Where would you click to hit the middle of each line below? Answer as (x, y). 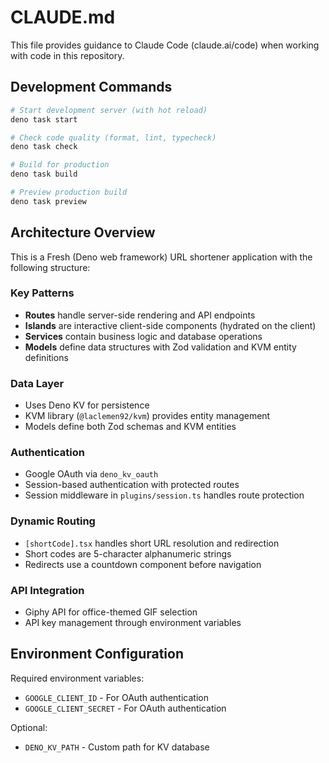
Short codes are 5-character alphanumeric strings (128, 553)
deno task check (44, 147)
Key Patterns (42, 293)
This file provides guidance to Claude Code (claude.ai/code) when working (165, 45)
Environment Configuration (97, 654)
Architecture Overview (83, 232)
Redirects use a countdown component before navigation (143, 564)
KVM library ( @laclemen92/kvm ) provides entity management (147, 416)
